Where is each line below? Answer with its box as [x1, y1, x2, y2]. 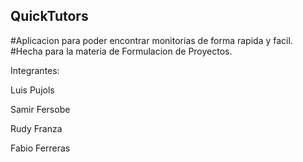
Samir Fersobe [10, 103, 71, 115]
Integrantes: [10, 64, 60, 76]
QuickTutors [10, 8, 89, 25]
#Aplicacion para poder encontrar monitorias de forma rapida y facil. [10, 34, 293, 46]
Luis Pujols [10, 84, 55, 96]
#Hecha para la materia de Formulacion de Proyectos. [10, 45, 233, 57]
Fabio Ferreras [10, 142, 71, 154]
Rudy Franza [10, 122, 63, 134]
